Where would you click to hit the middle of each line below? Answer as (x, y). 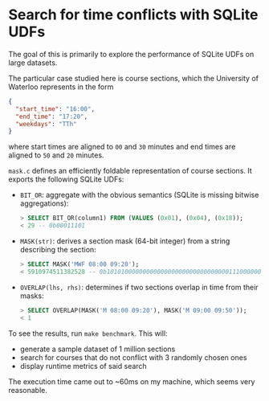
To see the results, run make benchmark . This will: (88, 333)
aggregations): (44, 203)
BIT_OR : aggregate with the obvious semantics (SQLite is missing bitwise (139, 195)
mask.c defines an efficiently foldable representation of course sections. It (130, 171)
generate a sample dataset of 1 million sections (98, 349)
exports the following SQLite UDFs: (66, 179)
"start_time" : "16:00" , (55, 109)
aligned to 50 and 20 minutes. (56, 155)
